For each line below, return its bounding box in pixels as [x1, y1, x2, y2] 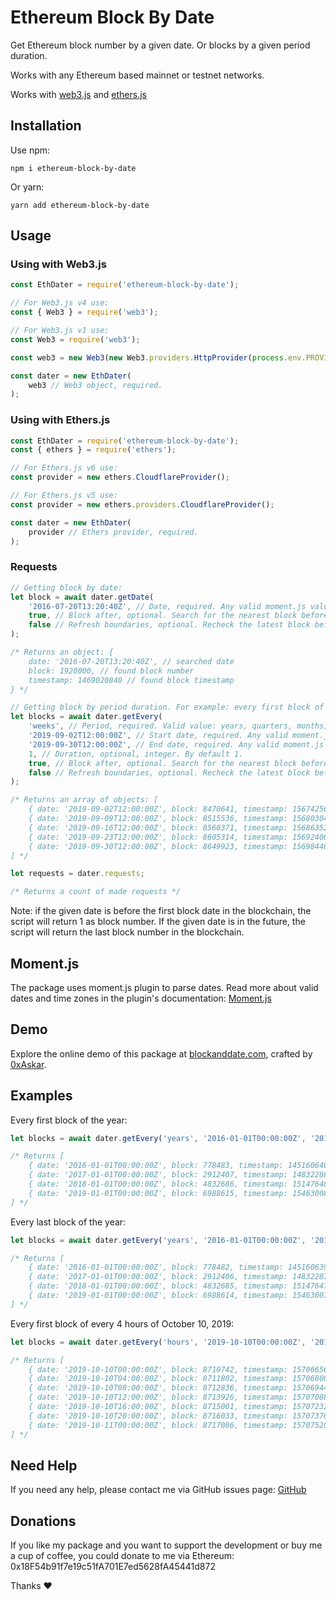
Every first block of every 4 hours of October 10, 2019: [10, 1317, 235, 1330]
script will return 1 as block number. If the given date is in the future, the [10, 916, 306, 928]
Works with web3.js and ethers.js [10, 88, 147, 100]
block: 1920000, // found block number [28, 666, 195, 676]
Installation [10, 117, 82, 135]
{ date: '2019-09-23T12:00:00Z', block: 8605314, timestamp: [28, 832, 288, 842]
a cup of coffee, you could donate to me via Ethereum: [10, 1550, 235, 1562]
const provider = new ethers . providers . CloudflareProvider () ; [10, 499, 275, 510]
